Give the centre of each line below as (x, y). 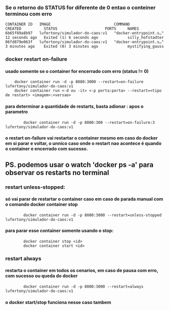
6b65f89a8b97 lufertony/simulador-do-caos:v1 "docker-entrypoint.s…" (85, 33)
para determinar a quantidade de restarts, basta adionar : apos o (74, 106)
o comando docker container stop (41, 204)
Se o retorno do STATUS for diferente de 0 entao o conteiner (80, 8)
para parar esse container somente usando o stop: (59, 231)
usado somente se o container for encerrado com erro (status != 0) (77, 71)
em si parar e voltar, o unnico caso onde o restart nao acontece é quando (83, 144)
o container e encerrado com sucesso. (47, 149)
